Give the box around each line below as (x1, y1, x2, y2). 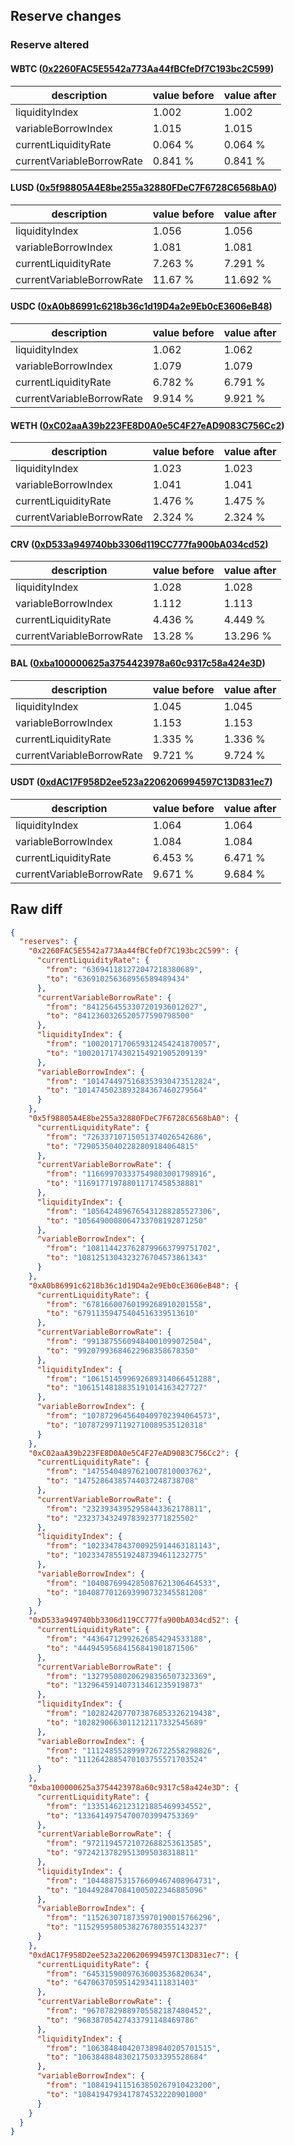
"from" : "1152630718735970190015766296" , (46, 1913, 222, 1923)
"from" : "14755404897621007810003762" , (46, 1467, 213, 1477)
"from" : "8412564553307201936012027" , (46, 1002, 208, 1012)
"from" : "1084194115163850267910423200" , (46, 2080, 222, 2091)
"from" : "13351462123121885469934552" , (46, 1801, 213, 1811)
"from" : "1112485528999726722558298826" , (46, 1745, 222, 1756)
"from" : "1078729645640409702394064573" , (46, 1411, 222, 1421)
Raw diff (10, 901, 63, 918)
